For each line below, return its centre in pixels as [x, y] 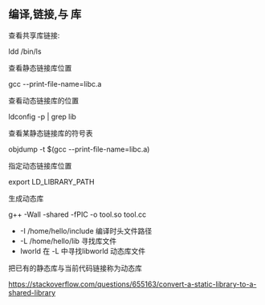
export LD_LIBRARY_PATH [51, 181]
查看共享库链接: [34, 35]
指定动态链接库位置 [40, 165]
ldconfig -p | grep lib [42, 116]
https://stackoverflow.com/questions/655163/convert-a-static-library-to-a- [132, 284]
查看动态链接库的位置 [43, 100]
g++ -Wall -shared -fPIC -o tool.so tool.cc [77, 214]
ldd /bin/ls [25, 51]
